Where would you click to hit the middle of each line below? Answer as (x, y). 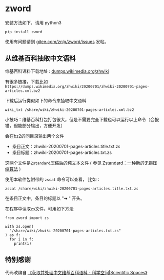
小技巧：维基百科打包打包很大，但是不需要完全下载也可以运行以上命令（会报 (82, 119)
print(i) (23, 243)
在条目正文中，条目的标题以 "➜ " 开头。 (45, 198)
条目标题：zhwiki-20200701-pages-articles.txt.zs (62, 152)
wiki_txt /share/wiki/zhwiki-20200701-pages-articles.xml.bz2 (70, 110)
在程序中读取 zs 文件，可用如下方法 (40, 209)
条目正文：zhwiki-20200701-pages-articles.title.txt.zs (66, 146)
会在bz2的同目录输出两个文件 (35, 136)
